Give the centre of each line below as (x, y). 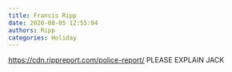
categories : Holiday (43, 38)
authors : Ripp (32, 30)
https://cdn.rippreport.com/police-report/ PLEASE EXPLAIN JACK (116, 60)
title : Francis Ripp (43, 15)
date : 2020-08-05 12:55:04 (53, 23)
